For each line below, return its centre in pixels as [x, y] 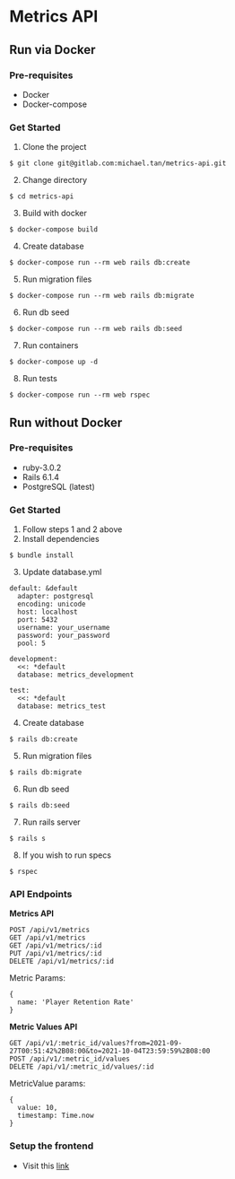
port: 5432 [38, 620]
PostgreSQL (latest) [59, 486]
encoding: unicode [52, 604]
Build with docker [54, 214]
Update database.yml [62, 572]
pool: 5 [32, 643]
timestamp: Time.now [56, 1116]
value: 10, [38, 1108]
